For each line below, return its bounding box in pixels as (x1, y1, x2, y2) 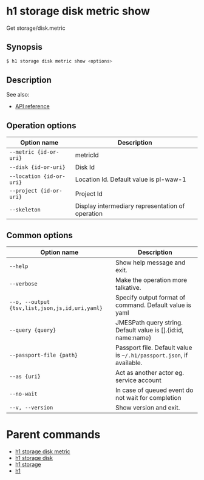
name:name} (115, 334, 152, 342)
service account (115, 376, 162, 385)
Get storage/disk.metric (6, 24, 66, 32)
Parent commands (6, 428, 101, 442)
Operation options (6, 120, 76, 131)
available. (115, 358, 143, 367)
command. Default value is (115, 301, 191, 309)
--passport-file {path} (9, 352, 78, 359)
